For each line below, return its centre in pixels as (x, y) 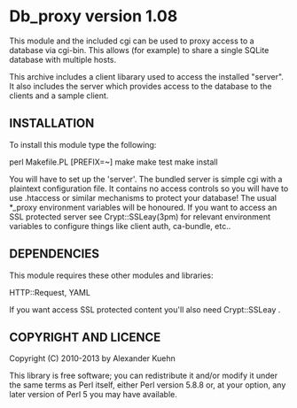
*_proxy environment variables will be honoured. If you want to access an (143, 207)
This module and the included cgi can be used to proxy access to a (132, 41)
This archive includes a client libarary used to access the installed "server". (146, 76)
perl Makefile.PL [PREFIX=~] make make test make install (114, 162)
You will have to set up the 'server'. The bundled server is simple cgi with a (146, 179)
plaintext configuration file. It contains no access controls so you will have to (149, 189)
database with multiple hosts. (63, 59)
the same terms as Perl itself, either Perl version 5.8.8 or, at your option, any (148, 385)
